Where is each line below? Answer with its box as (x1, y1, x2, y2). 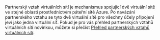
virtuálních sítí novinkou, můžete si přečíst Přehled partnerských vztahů (5, 25, 150, 30)
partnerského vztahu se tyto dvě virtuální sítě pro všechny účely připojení (5, 14, 154, 20)
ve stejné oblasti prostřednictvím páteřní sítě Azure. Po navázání (5, 9, 135, 15)
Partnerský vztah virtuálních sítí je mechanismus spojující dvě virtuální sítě (5, 4, 156, 10)
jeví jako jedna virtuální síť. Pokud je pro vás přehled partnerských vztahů (5, 19, 154, 25)
